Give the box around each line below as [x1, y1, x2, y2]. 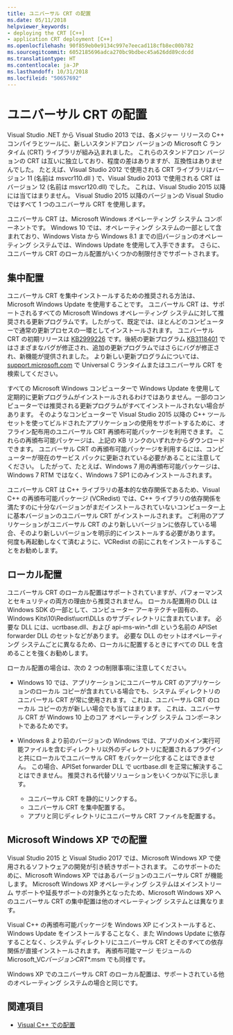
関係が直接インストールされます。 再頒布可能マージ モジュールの [7, 946, 192, 955]
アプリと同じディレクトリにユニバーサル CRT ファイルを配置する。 [27, 812, 220, 820]
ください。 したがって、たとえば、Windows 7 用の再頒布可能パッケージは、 [7, 462, 224, 471]
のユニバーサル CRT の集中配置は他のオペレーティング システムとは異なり [7, 897, 218, 905]
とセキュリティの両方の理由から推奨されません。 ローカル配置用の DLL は [7, 597, 218, 605]
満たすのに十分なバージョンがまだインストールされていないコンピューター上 [7, 503, 226, 512]
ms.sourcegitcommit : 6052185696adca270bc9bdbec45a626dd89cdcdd [7, 49, 194, 56]
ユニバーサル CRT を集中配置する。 [27, 803, 129, 811]
